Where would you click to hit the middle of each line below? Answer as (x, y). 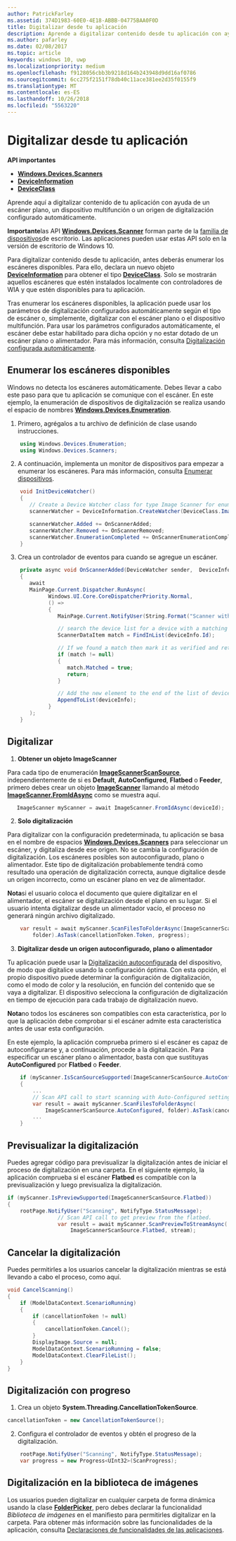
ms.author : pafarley (38, 40)
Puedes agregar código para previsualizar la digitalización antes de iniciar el (118, 1162)
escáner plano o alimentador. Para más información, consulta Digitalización (116, 340)
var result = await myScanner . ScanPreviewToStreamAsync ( (143, 1224)
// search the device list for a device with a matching (143, 629)
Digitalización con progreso (69, 1390)
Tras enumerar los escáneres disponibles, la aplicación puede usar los (109, 303)
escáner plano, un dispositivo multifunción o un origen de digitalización (111, 209)
